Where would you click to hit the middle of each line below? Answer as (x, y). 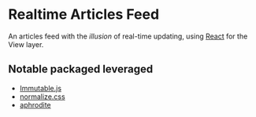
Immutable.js (40, 88)
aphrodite (35, 104)
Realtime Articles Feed (84, 15)
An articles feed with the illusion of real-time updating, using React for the (128, 36)
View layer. (26, 44)
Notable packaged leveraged (81, 69)
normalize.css (42, 97)
